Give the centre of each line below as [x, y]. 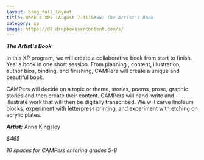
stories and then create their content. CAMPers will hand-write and [90, 96]
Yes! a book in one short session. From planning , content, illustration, [93, 64]
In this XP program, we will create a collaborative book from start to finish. [99, 58]
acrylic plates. [24, 115]
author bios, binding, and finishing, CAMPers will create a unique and [93, 71]
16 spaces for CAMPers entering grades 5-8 [62, 150]
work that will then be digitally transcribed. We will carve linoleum [111, 102]
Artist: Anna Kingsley [33, 127]
